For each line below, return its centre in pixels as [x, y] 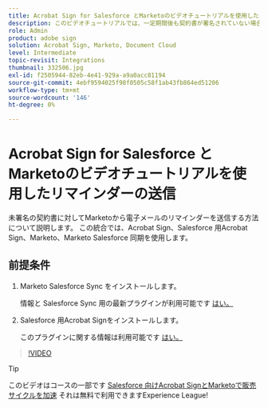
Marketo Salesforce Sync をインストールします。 [100, 286]
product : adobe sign [43, 38]
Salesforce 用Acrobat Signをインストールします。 [101, 320]
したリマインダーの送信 [100, 194]
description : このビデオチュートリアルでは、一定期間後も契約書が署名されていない [129, 23]
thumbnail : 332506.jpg [46, 68]
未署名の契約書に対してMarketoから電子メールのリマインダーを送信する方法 [134, 218]
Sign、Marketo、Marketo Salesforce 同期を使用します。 [100, 238]
